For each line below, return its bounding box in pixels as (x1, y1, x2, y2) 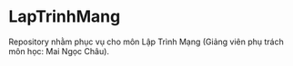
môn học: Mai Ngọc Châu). (8, 45, 110, 56)
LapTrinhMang (8, 6, 121, 27)
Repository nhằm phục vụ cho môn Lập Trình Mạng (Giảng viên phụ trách (8, 36, 284, 47)
